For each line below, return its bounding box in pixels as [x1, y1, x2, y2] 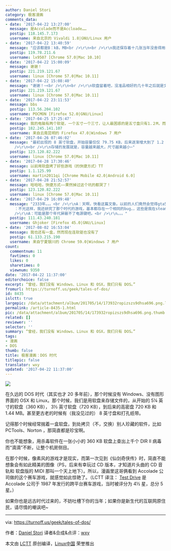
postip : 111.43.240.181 [10, 216, 60, 221]
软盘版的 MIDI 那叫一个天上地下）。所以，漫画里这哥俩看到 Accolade [15, 468, 158, 474]
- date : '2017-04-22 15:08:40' [5, 78, 72, 83]
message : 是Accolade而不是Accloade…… [10, 26, 87, 32]
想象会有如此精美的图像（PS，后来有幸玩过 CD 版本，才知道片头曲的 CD [5, 461, 157, 468]
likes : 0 [10, 258, 28, 264]
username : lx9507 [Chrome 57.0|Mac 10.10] [10, 54, 101, 60]
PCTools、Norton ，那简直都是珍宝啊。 [5, 427, 88, 433]
